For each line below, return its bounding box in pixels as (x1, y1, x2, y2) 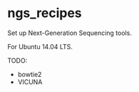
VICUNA (17, 77, 43, 86)
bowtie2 (17, 70, 42, 78)
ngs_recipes (7, 5, 82, 21)
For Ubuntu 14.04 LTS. (7, 42, 73, 51)
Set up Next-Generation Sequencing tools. (7, 29, 132, 37)
